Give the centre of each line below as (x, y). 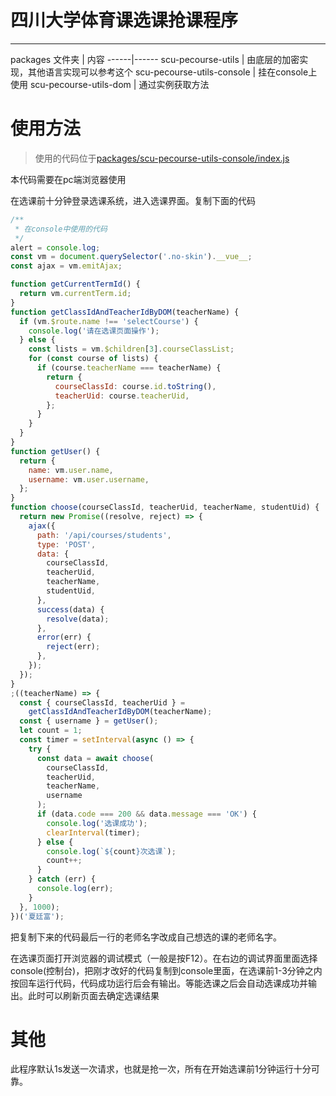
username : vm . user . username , (89, 479)
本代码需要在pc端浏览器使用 (68, 179)
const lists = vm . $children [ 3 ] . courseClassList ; (131, 349)
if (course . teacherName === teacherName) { (129, 368)
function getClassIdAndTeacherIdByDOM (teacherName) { (125, 312)
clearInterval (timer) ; (93, 832)
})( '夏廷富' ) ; (37, 916)
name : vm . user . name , (71, 470)
